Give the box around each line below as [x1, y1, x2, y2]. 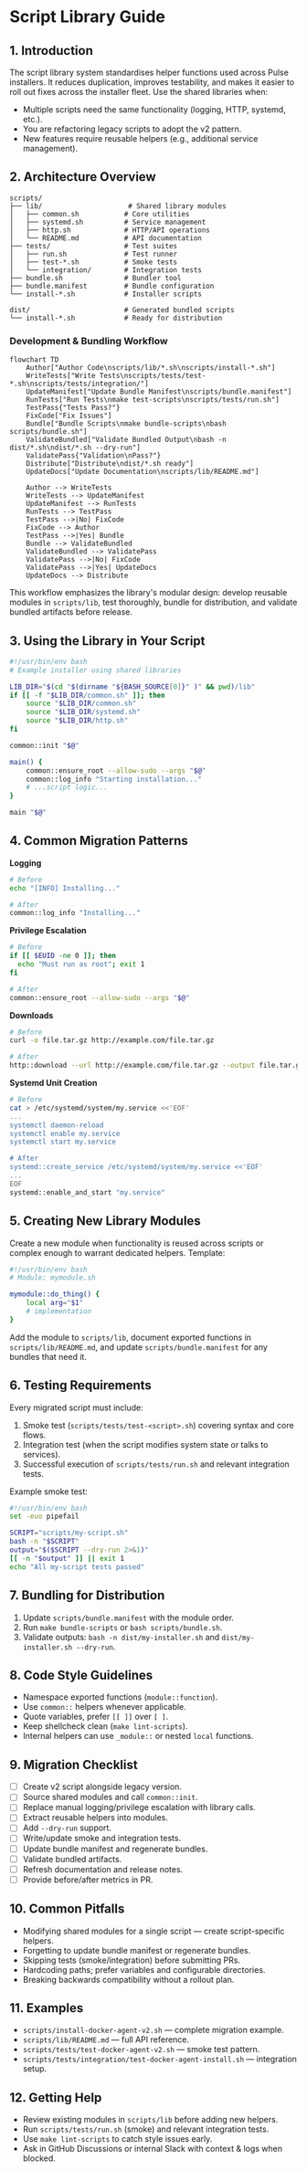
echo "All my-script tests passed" [9, 1562, 145, 1572]
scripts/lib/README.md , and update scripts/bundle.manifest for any [9, 1341, 268, 1353]
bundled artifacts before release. [9, 606, 133, 617]
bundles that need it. [9, 1351, 87, 1362]
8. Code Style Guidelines [9, 1667, 153, 1682]
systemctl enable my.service [9, 1129, 121, 1138]
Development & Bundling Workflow [9, 334, 168, 347]
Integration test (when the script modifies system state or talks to [22, 1439, 269, 1449]
